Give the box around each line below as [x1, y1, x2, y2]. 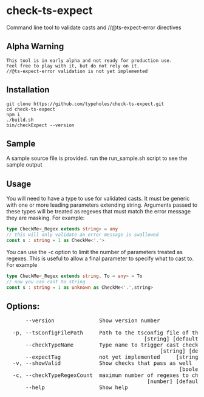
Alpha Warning [6, 41, 64, 52]
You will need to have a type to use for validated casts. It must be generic [6, 195, 190, 202]
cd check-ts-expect [6, 106, 56, 112]
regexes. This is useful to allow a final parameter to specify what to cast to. [6, 255, 194, 262]
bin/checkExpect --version [6, 122, 75, 128]
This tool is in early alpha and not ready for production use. [6, 57, 172, 64]
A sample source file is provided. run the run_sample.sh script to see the [6, 154, 188, 162]
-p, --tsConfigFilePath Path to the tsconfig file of [12, 330, 189, 336]
